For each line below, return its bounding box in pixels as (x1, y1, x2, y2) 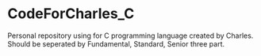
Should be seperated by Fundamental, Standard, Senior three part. (7, 39, 225, 48)
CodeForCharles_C (7, 5, 135, 23)
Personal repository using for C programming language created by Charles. (7, 31, 254, 40)
